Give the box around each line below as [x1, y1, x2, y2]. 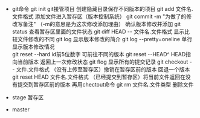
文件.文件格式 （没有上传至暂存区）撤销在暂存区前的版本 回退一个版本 [16, 66, 190, 73]
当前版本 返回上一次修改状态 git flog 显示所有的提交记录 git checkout [17, 58, 189, 65]
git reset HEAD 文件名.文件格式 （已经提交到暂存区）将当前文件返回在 [11, 73, 186, 80]
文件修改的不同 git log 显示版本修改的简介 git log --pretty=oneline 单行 [17, 36, 192, 42]
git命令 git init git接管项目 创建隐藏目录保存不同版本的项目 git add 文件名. [11, 5, 193, 12]
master [11, 106, 30, 113]
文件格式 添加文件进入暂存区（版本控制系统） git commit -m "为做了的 [11, 13, 187, 20]
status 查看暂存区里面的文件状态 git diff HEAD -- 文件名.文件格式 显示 [11, 28, 185, 35]
